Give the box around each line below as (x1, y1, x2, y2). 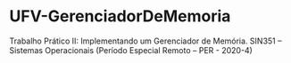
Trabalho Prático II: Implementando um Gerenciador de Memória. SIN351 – (9, 35, 282, 46)
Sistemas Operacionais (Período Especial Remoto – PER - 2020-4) (9, 44, 253, 55)
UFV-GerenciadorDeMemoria (9, 6, 231, 27)
